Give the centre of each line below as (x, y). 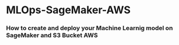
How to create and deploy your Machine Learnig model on (89, 28)
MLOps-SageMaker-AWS (69, 10)
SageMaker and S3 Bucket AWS (52, 35)
